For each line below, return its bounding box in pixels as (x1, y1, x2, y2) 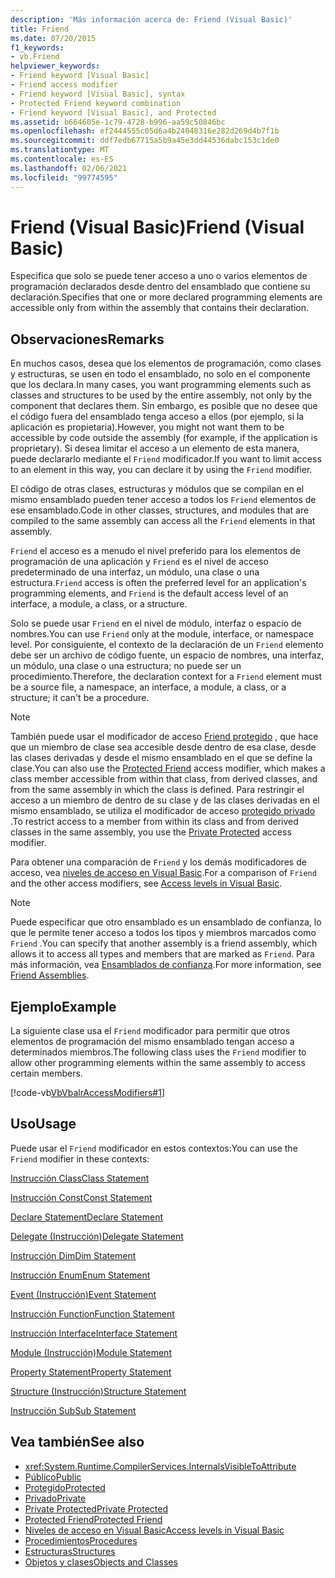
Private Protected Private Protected (24, 1502, 169, 1515)
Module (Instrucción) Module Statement (10, 1346, 172, 1358)
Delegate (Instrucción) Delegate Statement (10, 1230, 184, 1242)
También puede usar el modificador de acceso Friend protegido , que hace (10, 731, 319, 743)
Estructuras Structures (24, 1545, 116, 1557)
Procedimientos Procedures (24, 1534, 138, 1546)
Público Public (24, 1471, 82, 1483)
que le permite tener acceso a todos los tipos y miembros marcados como (10, 927, 317, 939)
